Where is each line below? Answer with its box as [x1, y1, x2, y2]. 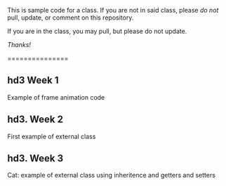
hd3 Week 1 [7, 74, 59, 86]
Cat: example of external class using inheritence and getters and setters [7, 171, 216, 180]
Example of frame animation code [7, 93, 105, 101]
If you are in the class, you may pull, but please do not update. [7, 27, 187, 35]
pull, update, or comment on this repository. [7, 13, 134, 22]
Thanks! [7, 41, 32, 48]
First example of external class [7, 132, 96, 140]
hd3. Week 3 [7, 152, 64, 164]
